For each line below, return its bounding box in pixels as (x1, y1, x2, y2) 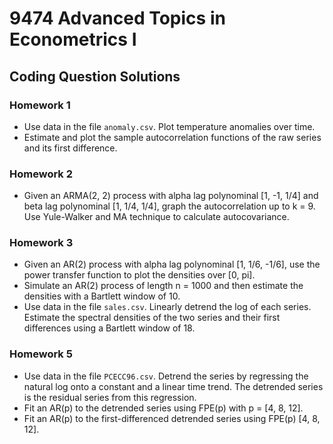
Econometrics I (9, 28, 137, 51)
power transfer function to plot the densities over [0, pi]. (23, 269, 256, 281)
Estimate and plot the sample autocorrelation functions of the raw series (23, 131, 322, 143)
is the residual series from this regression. (23, 391, 197, 403)
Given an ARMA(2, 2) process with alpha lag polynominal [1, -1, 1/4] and (23, 190, 319, 202)
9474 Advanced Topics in (9, 7, 226, 30)
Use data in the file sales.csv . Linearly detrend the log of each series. (23, 301, 312, 313)
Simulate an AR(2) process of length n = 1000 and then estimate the (23, 280, 304, 292)
